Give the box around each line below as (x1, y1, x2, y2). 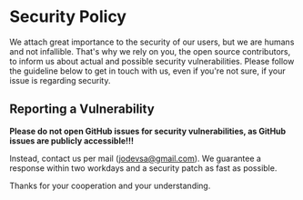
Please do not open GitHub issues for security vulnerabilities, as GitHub (9, 125, 287, 136)
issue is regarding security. (9, 75, 111, 85)
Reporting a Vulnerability (9, 102, 155, 117)
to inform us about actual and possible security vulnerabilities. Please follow (9, 55, 295, 66)
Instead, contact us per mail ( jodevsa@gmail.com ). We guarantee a (9, 153, 262, 164)
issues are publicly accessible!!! (9, 135, 135, 146)
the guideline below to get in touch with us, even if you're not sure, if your (9, 65, 287, 76)
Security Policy (9, 6, 127, 27)
